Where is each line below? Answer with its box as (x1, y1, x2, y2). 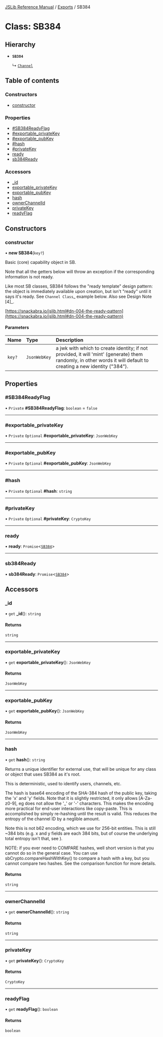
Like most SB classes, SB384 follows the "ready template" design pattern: (5, 283, 153, 289)
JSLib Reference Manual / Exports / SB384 (5, 4, 91, 10)
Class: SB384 (5, 21, 61, 32)
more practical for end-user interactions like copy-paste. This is (5, 805, 132, 811)
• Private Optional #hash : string (5, 488, 72, 494)
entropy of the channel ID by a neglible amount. (5, 816, 100, 822)
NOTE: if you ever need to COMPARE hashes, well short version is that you (5, 845, 154, 851)
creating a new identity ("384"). (55, 363, 129, 370)
